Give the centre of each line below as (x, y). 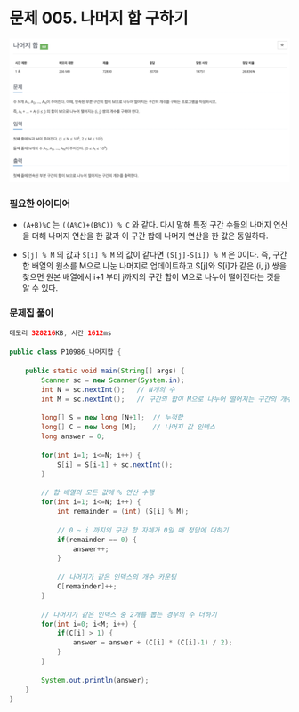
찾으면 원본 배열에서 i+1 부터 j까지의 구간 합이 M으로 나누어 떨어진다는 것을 (151, 277)
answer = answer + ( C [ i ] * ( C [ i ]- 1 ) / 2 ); (153, 643)
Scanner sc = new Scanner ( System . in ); (113, 380)
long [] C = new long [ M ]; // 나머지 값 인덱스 (129, 428)
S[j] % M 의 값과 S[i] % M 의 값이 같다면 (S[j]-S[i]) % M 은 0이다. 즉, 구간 (154, 255)
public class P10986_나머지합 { (65, 352)
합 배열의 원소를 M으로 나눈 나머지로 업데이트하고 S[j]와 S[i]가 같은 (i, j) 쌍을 (154, 266)
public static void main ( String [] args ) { (105, 371)
